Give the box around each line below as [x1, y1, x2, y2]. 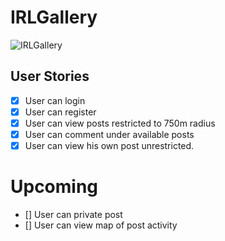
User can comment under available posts [24, 128, 195, 140]
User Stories [10, 68, 90, 85]
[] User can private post [24, 209, 123, 220]
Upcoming [10, 176, 99, 198]
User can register [24, 106, 97, 118]
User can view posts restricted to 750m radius [24, 117, 216, 129]
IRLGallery [10, 6, 98, 29]
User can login [24, 94, 86, 106]
